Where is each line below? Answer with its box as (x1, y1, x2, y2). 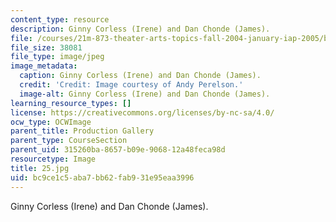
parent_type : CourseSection (10, 136, 128, 146)
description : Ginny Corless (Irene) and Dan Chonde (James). (10, 24, 271, 34)
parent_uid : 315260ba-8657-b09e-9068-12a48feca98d (10, 145, 226, 155)
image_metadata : (10, 61, 78, 71)
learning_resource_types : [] (10, 98, 132, 108)
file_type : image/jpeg (10, 52, 105, 62)
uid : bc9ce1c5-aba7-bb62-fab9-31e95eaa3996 (10, 172, 195, 183)
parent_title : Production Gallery (10, 126, 155, 136)
